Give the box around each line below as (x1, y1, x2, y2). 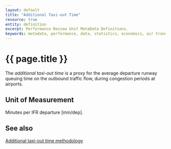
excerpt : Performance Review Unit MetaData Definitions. (5, 27, 129, 32)
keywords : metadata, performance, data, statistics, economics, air (5, 31, 154, 36)
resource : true (5, 17, 38, 22)
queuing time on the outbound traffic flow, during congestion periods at (5, 75, 155, 82)
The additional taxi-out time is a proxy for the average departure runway (5, 70, 157, 76)
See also (5, 124, 33, 133)
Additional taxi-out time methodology (5, 137, 83, 143)
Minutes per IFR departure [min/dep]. (5, 109, 83, 115)
